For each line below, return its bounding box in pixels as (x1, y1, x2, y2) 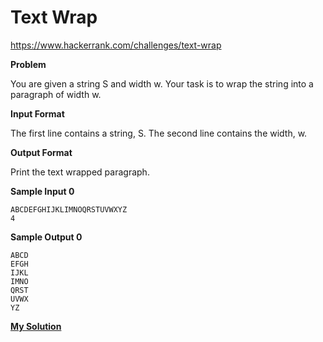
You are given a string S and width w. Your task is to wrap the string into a (10, 77, 314, 90)
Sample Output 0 (10, 231, 83, 243)
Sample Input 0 (10, 185, 75, 197)
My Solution (10, 320, 62, 332)
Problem (10, 58, 47, 70)
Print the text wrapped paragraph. (10, 166, 150, 178)
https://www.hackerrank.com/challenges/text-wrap (10, 39, 222, 51)
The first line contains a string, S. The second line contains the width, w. (10, 127, 308, 139)
